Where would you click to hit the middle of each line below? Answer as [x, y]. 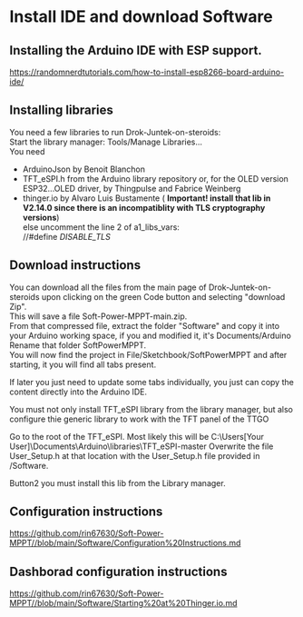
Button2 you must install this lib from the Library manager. [117, 483]
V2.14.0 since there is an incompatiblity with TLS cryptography [144, 207]
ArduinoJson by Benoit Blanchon [84, 169]
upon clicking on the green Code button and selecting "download [163, 296]
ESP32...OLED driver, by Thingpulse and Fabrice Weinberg [132, 188]
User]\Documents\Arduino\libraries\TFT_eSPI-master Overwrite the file [142, 446]
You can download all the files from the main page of [108, 287]
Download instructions [75, 265]
